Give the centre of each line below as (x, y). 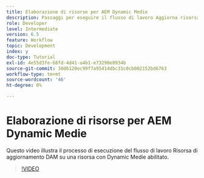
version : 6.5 (23, 35)
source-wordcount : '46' (36, 80)
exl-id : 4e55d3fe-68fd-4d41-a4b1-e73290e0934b (66, 63)
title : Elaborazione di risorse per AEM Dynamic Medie (77, 12)
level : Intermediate (32, 29)
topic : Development (31, 46)
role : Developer (27, 23)
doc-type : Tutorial (31, 57)
